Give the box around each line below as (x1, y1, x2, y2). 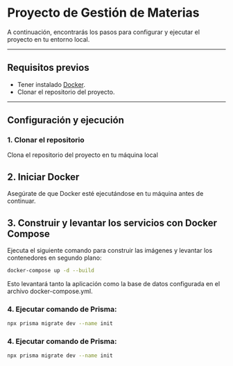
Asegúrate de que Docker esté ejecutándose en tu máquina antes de (7, 190, 204, 198)
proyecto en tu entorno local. (7, 35, 90, 43)
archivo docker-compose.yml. (7, 287, 93, 295)
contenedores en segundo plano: (7, 253, 102, 262)
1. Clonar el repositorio (7, 135, 85, 145)
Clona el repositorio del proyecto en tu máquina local (7, 151, 158, 159)
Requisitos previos (7, 62, 89, 74)
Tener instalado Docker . (17, 80, 85, 88)
